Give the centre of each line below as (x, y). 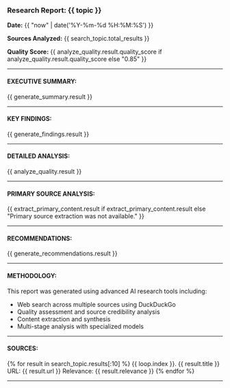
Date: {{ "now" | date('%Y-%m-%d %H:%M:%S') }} (80, 25)
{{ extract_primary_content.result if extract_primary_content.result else (106, 209)
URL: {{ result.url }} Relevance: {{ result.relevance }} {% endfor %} (101, 371)
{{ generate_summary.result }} (50, 96)
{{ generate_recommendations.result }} (62, 253)
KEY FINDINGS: (30, 119)
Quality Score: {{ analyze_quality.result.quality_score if (85, 52)
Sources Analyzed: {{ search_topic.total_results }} (78, 38)
